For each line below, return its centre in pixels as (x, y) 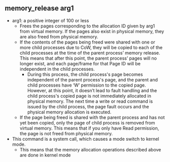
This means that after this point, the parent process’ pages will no (88, 58)
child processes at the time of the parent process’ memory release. (90, 53)
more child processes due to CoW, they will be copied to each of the (91, 47)
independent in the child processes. (57, 69)
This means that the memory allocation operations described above (90, 149)
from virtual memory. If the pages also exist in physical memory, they (92, 31)
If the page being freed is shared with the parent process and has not (92, 117)
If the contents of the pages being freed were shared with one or (87, 42)
